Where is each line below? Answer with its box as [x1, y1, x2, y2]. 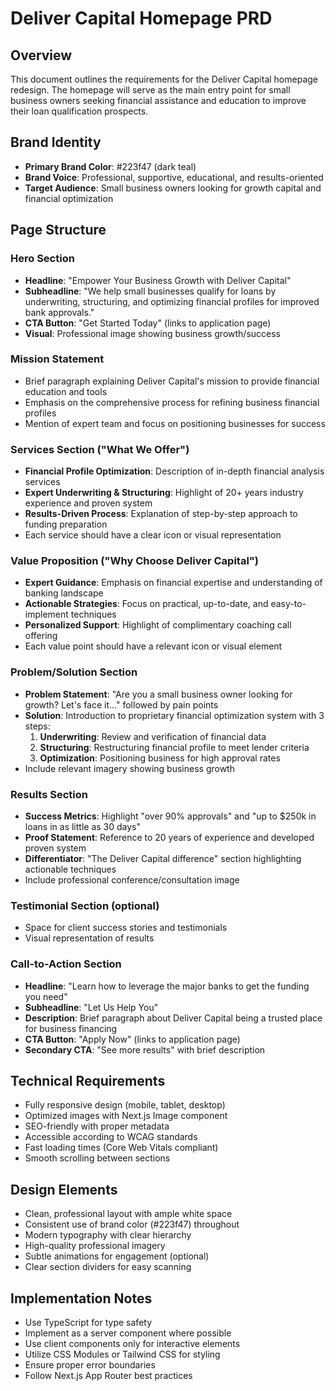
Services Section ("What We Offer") [10, 442, 190, 456]
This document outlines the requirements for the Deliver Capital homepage [10, 73, 319, 85]
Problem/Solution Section [10, 665, 138, 679]
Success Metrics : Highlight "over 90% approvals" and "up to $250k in [24, 810, 317, 822]
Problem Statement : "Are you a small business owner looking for [24, 688, 293, 700]
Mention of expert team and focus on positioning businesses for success [24, 417, 326, 429]
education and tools [24, 385, 108, 397]
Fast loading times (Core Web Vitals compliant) [24, 1142, 219, 1154]
